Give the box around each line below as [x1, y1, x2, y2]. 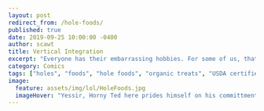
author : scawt [8, 41, 55, 48]
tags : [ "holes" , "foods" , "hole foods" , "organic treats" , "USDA [8, 70, 227, 77]
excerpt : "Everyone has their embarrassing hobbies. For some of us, [8, 55, 241, 63]
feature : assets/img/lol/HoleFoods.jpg [15, 84, 146, 92]
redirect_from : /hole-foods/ [8, 19, 104, 27]
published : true [8, 26, 61, 34]
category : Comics [8, 63, 65, 70]
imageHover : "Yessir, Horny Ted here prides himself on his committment [15, 91, 258, 99]
